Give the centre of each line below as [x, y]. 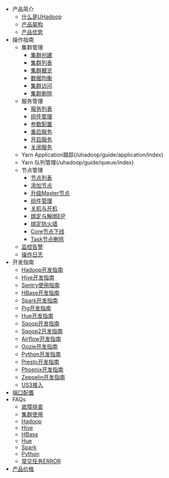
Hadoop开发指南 [42, 270]
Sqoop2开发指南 [42, 331]
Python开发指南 [41, 354]
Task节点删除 [47, 239]
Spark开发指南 [39, 300]
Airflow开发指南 [41, 339]
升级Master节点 [50, 193]
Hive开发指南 [38, 277]
